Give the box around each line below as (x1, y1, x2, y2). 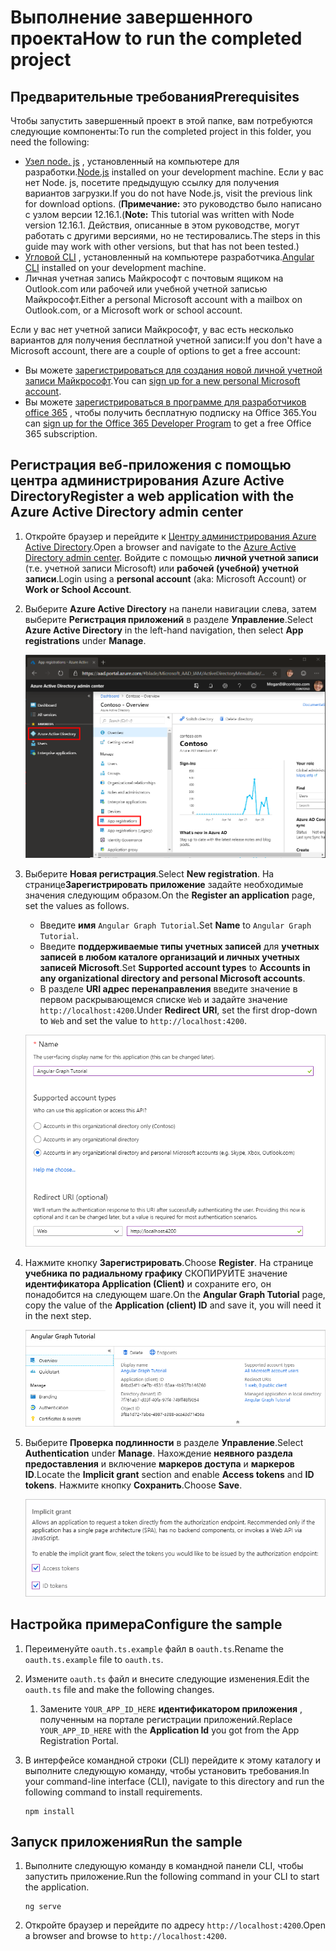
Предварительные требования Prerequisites (10, 88, 300, 105)
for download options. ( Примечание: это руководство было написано (24, 198, 322, 210)
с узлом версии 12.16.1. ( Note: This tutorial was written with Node (24, 209, 295, 220)
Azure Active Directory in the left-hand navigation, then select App (24, 624, 304, 636)
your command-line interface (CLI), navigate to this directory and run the (24, 1775, 325, 1787)
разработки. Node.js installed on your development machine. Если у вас (24, 166, 324, 178)
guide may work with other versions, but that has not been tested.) (24, 241, 300, 252)
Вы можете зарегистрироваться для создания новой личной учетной (24, 364, 323, 376)
